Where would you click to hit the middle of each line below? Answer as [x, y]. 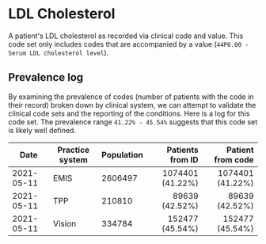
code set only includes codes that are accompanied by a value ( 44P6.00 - [129, 44]
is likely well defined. [42, 130]
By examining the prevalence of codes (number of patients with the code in [131, 97]
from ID [184, 159]
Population [123, 154]
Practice [73, 150]
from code [234, 159]
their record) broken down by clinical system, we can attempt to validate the [132, 105]
